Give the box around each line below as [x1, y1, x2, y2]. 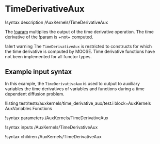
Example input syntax [5, 68, 72, 76]
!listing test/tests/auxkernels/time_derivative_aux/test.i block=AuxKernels [5, 100, 151, 106]
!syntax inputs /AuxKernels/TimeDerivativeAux [5, 124, 98, 130]
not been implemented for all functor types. [5, 53, 92, 59]
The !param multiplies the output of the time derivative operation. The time [5, 29, 154, 34]
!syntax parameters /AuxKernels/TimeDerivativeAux [5, 115, 109, 121]
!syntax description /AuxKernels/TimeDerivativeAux [5, 19, 108, 25]
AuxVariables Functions [5, 105, 52, 111]
